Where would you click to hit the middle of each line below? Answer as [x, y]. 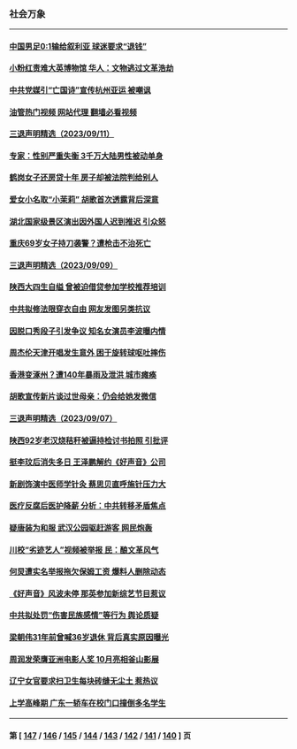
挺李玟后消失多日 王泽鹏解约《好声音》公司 [88, 462]
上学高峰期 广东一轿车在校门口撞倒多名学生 [88, 703]
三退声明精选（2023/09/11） [62, 134]
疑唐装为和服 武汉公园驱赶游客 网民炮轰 [81, 527]
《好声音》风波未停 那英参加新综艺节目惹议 [88, 593]
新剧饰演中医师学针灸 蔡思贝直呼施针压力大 [88, 484]
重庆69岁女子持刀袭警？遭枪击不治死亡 [80, 243]
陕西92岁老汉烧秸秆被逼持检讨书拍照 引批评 [89, 440]
